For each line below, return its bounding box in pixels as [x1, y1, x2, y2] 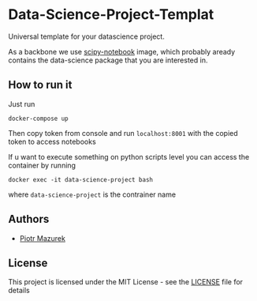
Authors [8, 213, 50, 226]
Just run [8, 99, 35, 108]
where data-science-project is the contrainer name [8, 190, 176, 199]
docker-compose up [8, 115, 69, 122]
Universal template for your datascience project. [8, 32, 166, 41]
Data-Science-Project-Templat [8, 6, 214, 24]
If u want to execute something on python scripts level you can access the [8, 152, 250, 161]
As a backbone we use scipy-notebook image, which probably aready [8, 47, 236, 56]
